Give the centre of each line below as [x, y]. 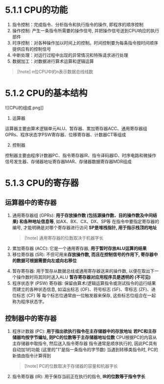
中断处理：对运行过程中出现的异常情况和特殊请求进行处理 [70, 55]
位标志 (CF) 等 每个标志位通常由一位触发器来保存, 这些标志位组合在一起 [84, 295]
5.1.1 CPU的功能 [36, 10]
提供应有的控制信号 [32, 49]
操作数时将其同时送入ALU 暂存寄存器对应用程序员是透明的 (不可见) [83, 277]
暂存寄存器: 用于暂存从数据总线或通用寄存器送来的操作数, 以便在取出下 [83, 271]
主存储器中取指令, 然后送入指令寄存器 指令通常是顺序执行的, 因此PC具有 [85, 343]
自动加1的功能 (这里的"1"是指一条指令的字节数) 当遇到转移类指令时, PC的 [85, 349]
